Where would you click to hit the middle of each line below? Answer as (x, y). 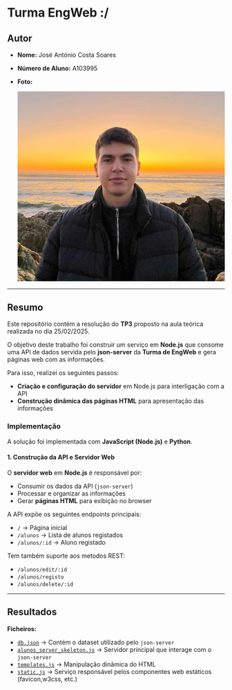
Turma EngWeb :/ (58, 13)
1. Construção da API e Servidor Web (61, 457)
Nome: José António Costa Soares (66, 55)
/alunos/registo (40, 577)
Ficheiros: (22, 628)
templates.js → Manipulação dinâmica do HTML (87, 664)
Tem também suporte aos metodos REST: (66, 556)
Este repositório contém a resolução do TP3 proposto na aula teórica (105, 324)
